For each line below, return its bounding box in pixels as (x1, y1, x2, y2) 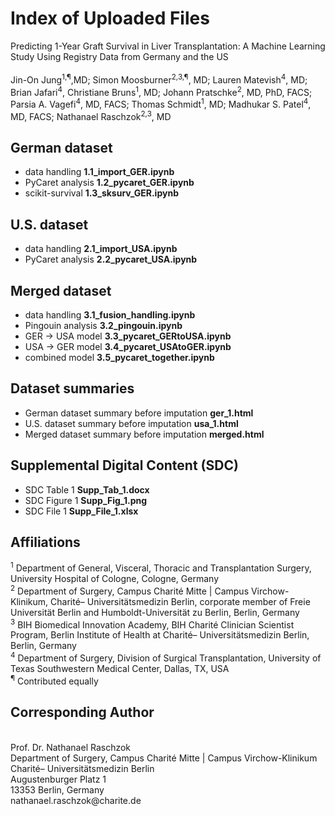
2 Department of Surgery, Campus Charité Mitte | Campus (10, 583, 250, 597)
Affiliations (10, 534, 81, 551)
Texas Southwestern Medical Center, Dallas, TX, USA (10, 663, 230, 675)
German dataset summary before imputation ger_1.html (24, 407, 254, 419)
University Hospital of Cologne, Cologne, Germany (10, 573, 219, 585)
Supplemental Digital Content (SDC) (10, 457, 239, 474)
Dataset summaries (10, 380, 135, 397)
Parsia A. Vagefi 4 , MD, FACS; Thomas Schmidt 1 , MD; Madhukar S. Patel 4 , (10, 97, 312, 110)
